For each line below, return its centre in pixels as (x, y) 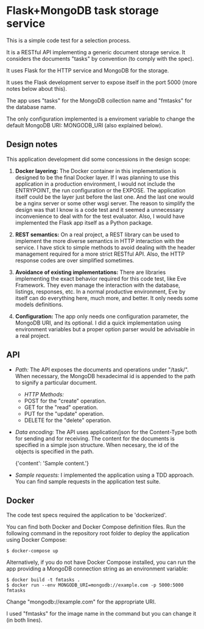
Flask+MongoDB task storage (83, 11)
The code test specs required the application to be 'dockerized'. (86, 515)
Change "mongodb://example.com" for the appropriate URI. (81, 602)
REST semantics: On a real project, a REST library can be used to (97, 234)
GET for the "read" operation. (61, 407)
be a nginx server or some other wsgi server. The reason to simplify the (105, 203)
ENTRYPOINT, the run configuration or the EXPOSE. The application (100, 190)
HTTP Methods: (44, 394)
